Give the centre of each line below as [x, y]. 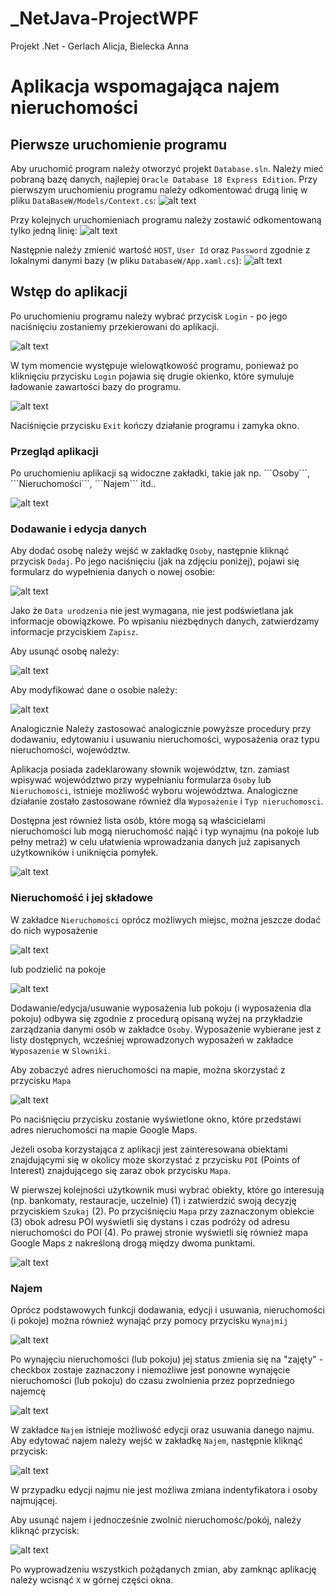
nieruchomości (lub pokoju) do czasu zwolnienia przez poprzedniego [152, 1380]
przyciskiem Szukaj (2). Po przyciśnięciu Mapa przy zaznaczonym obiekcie [162, 1211]
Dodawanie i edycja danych [78, 529]
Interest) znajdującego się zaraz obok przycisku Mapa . [121, 1170]
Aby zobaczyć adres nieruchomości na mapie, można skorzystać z [148, 1069]
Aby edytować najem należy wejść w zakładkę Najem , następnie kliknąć [156, 1440]
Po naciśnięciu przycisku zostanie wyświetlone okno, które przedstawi [156, 1119]
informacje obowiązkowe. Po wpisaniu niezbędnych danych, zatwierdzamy [165, 621]
